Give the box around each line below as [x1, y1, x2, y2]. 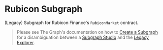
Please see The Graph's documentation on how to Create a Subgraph [16, 29, 158, 35]
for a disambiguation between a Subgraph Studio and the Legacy [16, 34, 149, 40]
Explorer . [16, 39, 35, 45]
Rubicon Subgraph [4, 3, 83, 15]
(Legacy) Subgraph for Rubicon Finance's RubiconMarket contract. [4, 20, 139, 25]
